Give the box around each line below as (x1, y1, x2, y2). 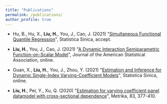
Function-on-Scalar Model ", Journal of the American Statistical (12, 51, 146, 58)
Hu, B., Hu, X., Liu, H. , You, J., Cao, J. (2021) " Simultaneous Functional (12, 31, 161, 37)
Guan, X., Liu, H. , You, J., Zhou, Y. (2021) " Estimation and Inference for (12, 67, 162, 73)
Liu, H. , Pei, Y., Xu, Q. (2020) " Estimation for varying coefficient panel (12, 88, 160, 94)
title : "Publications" (5, 7, 54, 13)
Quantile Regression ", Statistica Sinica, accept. (12, 36, 111, 42)
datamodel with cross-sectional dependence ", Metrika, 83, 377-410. (12, 93, 157, 99)
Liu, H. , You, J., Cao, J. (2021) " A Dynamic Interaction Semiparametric (12, 46, 160, 53)
